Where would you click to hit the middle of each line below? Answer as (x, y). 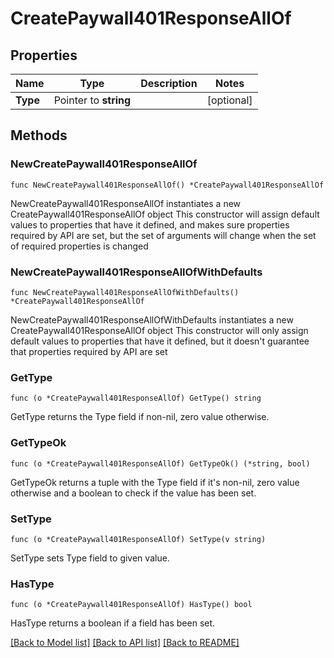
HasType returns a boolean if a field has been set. (113, 623)
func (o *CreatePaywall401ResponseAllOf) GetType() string (136, 398)
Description (169, 83)
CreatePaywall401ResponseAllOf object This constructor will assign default (165, 214)
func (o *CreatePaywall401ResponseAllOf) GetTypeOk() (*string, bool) (160, 463)
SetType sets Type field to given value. (90, 558)
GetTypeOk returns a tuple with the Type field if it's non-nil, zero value (155, 482)
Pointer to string (92, 100)
